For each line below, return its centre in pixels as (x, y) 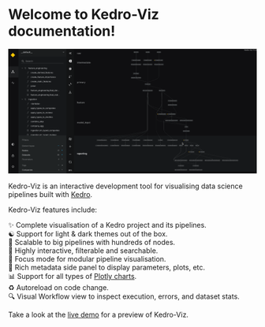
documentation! (62, 31)
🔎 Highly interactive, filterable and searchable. (83, 251)
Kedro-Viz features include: (52, 210)
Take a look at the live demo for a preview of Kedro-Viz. (99, 315)
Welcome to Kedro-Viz (84, 15)
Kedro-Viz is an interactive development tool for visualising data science (125, 186)
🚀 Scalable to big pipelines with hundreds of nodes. (92, 243)
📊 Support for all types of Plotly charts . (73, 277)
